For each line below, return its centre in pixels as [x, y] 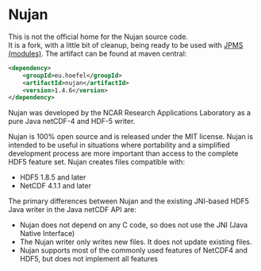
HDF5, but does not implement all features [89, 259]
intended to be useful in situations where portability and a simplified [119, 145]
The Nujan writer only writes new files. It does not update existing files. [136, 242]
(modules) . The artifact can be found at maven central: [98, 53]
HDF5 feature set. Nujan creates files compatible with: [96, 162]
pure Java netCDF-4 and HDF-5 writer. [72, 122]
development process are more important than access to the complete [123, 153]
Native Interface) [47, 234]
